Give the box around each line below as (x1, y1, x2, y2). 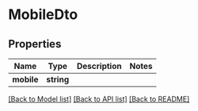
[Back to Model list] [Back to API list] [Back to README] (8, 94, 190, 104)
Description (76, 61, 122, 71)
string (46, 74, 70, 85)
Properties (8, 37, 62, 51)
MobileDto (8, 6, 78, 24)
